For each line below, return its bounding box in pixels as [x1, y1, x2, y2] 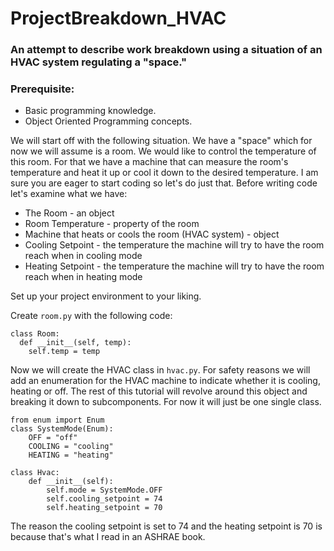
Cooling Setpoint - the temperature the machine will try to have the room [24, 239, 325, 251]
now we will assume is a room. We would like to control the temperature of [10, 145, 317, 157]
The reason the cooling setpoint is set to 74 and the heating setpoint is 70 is [10, 520, 323, 532]
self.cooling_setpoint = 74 [46, 494, 163, 504]
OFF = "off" [28, 433, 78, 443]
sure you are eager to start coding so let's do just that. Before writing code [10, 177, 318, 189]
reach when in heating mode [24, 271, 143, 283]
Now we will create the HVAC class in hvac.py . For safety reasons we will [10, 364, 311, 376]
